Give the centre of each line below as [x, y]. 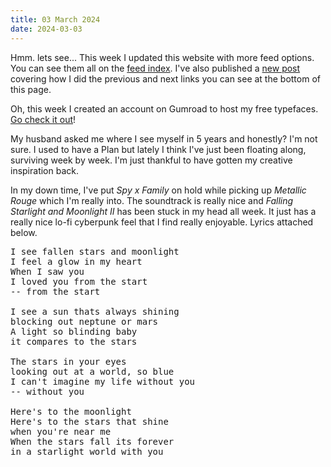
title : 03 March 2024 [55, 19]
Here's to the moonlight [71, 411]
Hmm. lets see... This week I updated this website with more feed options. [162, 57]
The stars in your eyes [68, 361]
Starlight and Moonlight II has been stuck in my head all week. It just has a [163, 211]
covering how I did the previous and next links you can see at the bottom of [165, 78]
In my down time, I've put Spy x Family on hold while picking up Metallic [158, 190]
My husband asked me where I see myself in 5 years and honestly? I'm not [164, 138]
